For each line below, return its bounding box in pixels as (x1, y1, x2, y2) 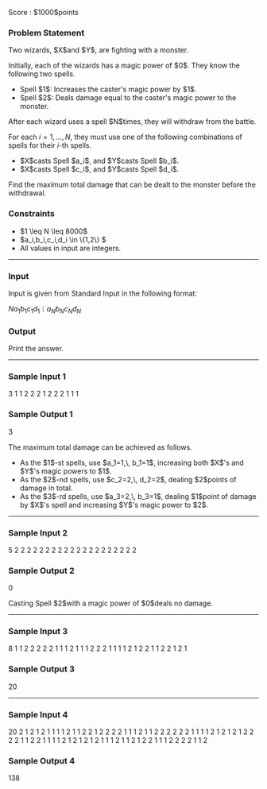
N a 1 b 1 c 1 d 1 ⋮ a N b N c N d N (8, 304, 82, 315)
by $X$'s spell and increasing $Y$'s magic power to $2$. (19, 500, 209, 509)
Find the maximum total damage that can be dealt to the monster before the (8, 180, 257, 190)
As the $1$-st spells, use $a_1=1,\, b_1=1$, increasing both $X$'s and (19, 458, 244, 467)
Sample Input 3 (8, 626, 68, 637)
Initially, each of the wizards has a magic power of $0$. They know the (8, 60, 240, 71)
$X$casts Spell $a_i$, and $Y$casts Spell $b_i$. (19, 156, 180, 166)
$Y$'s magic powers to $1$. (19, 466, 112, 476)
